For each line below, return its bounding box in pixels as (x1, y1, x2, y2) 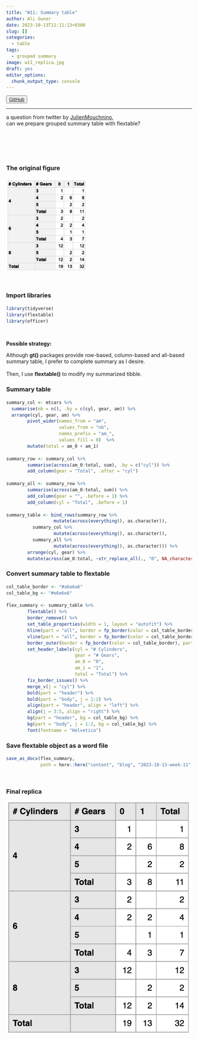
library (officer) (6, 318, 49, 324)
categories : (6, 34, 35, 41)
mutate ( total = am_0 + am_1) (27, 443, 99, 449)
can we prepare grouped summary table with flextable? (6, 120, 141, 127)
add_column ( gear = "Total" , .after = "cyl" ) (27, 468, 138, 474)
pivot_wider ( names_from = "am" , (27, 418, 107, 424)
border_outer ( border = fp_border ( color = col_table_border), (27, 640, 181, 646)
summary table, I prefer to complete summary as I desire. (6, 358, 146, 365)
